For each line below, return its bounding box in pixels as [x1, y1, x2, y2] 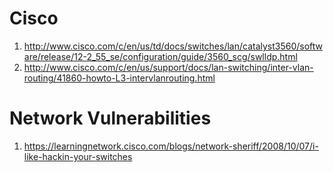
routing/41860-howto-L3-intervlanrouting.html [23, 72, 216, 84]
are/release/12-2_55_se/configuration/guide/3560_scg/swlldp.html [23, 50, 298, 62]
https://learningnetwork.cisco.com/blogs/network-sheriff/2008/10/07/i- [23, 140, 319, 152]
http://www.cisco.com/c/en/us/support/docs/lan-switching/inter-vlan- [23, 61, 314, 73]
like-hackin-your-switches [23, 150, 133, 162]
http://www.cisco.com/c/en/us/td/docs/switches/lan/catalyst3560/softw [23, 40, 324, 52]
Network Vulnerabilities [9, 107, 212, 130]
